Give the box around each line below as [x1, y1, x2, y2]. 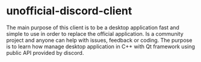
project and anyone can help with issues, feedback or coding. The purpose [6, 36, 193, 44]
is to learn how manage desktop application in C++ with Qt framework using [6, 43, 196, 50]
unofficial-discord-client [6, 4, 132, 18]
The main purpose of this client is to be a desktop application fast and [6, 24, 179, 31]
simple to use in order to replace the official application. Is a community [6, 30, 184, 37]
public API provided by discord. [6, 49, 84, 56]
